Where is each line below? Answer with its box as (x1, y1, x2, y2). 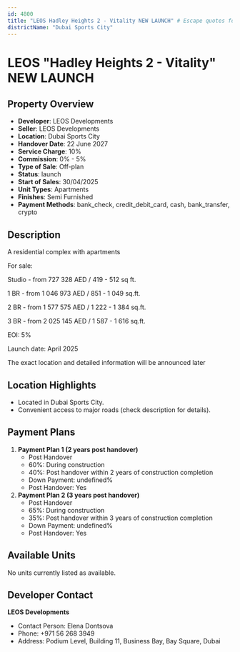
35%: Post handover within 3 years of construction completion (28, 513, 213, 522)
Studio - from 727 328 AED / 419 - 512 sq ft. (7, 276, 136, 284)
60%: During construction (28, 460, 105, 468)
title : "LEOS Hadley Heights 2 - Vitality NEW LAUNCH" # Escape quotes (7, 17, 225, 24)
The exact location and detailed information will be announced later (7, 358, 206, 367)
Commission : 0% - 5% (17, 155, 86, 164)
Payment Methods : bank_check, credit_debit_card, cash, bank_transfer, (17, 201, 230, 209)
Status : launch (17, 170, 62, 179)
